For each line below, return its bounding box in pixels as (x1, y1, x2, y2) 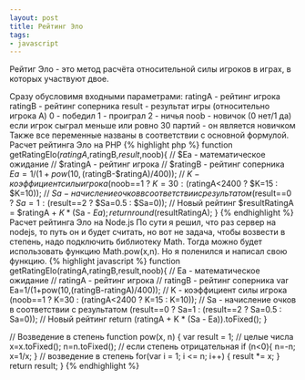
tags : (9, 30, 30, 39)
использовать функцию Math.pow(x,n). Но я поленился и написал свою (9, 246, 288, 257)
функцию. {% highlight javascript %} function (9, 256, 180, 267)
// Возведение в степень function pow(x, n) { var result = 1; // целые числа (9, 332, 294, 343)
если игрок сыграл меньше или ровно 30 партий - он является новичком (9, 120, 296, 131)
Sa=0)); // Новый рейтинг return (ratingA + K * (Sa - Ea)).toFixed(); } (9, 313, 268, 324)
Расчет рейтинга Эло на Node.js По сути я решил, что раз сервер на (9, 217, 276, 228)
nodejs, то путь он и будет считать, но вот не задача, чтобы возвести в (9, 227, 286, 238)
